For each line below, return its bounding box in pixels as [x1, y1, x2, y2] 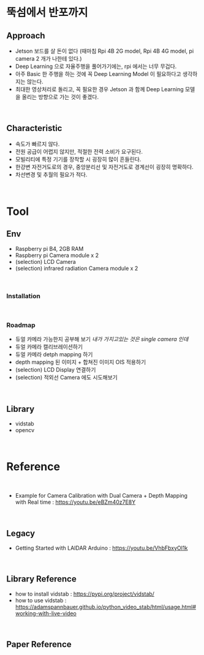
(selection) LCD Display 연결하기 [15, 366, 96, 373]
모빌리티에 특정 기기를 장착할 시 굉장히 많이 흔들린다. [15, 155, 142, 163]
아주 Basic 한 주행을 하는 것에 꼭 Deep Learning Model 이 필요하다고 [15, 70, 182, 77]
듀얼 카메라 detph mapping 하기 [15, 351, 93, 358]
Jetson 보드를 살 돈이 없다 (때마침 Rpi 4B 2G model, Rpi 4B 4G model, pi [15, 47, 194, 54]
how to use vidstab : [15, 596, 67, 604]
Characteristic [6, 123, 62, 133]
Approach [6, 30, 45, 40]
